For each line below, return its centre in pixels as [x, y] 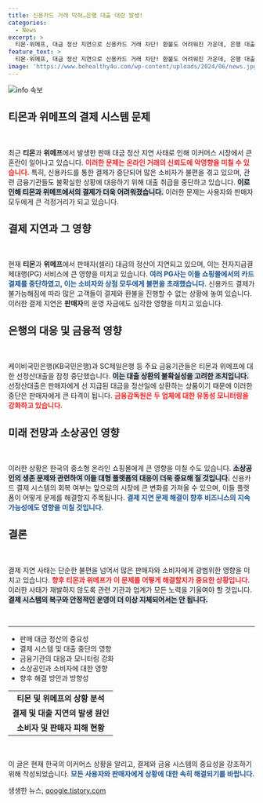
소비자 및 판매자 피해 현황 [61, 728]
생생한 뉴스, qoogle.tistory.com [57, 790]
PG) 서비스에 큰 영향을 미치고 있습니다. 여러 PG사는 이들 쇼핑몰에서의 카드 [142, 274]
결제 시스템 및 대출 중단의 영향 [65, 648]
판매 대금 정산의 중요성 [54, 639]
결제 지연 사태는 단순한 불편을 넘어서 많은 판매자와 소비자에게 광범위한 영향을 [125, 570]
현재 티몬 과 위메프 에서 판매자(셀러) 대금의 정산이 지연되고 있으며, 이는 [114, 265]
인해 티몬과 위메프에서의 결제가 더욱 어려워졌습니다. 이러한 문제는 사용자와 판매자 [131, 192]
